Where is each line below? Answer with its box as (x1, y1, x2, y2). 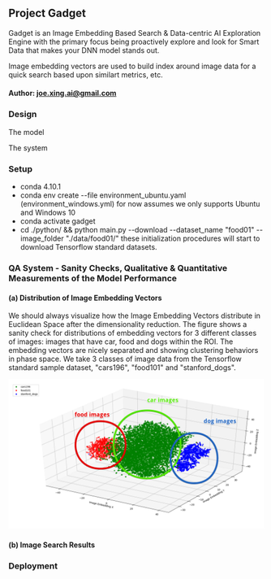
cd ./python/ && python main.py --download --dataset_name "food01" (19, 225, 255, 234)
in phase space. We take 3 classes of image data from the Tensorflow (8, 354, 242, 364)
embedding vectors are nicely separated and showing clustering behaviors (8, 346, 259, 355)
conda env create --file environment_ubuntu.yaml (19, 190, 187, 200)
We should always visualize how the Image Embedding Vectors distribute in (8, 311, 261, 320)
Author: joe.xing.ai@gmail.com (8, 89, 117, 98)
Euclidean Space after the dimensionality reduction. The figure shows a (8, 320, 247, 329)
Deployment (8, 560, 58, 572)
